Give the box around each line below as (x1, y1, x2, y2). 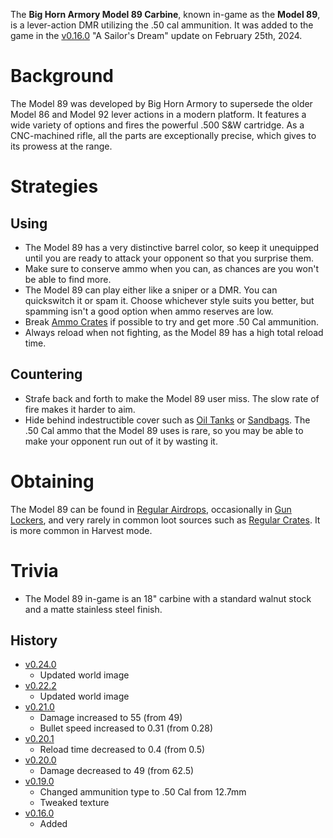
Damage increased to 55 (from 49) (39, 712, 183, 724)
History (10, 632, 58, 649)
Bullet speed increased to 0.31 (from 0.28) (39, 722, 214, 734)
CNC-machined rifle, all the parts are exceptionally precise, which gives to (10, 129, 317, 141)
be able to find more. (24, 273, 112, 285)
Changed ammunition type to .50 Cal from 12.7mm (39, 786, 247, 798)
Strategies (10, 175, 99, 198)
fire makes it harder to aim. (24, 403, 136, 415)
